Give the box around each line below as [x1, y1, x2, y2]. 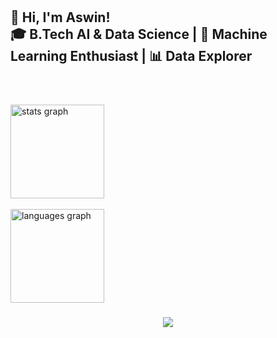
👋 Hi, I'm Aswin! [10, 9, 111, 26]
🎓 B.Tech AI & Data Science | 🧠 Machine [10, 26, 268, 43]
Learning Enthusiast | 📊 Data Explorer [10, 48, 253, 65]
